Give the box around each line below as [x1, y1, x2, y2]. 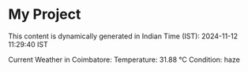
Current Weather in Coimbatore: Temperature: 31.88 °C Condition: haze [8, 55, 241, 64]
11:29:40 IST [8, 39, 49, 49]
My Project [8, 5, 81, 23]
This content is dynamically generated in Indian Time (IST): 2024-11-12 [8, 31, 239, 41]
